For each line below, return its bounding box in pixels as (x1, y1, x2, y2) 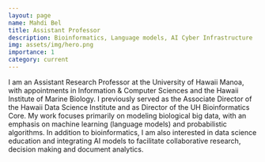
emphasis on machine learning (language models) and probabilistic (8, 119, 228, 129)
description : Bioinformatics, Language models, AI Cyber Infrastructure (8, 33, 253, 42)
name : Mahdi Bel (8, 19, 62, 27)
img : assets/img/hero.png (8, 41, 93, 49)
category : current (8, 56, 69, 64)
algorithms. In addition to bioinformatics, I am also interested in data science (8, 127, 257, 137)
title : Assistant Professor (8, 26, 101, 34)
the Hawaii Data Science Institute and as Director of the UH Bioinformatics (8, 102, 250, 111)
